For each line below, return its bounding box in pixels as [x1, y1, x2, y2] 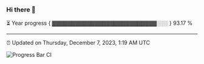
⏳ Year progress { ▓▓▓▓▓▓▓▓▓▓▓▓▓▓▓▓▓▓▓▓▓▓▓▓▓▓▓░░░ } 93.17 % [6, 19, 193, 27]
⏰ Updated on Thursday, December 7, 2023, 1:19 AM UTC [6, 39, 151, 46]
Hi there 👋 [6, 5, 36, 14]
